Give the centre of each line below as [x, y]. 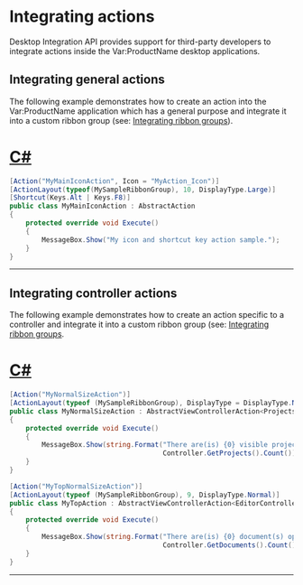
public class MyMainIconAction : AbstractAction [102, 206]
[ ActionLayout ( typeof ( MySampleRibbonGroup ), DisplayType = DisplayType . [151, 404]
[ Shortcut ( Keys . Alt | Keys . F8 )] [70, 198]
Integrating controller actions [93, 293]
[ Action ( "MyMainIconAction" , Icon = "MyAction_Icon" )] [115, 181]
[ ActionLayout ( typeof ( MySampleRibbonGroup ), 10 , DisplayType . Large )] [143, 190]
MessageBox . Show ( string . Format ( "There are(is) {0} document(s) [163, 537]
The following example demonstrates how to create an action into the [138, 101]
